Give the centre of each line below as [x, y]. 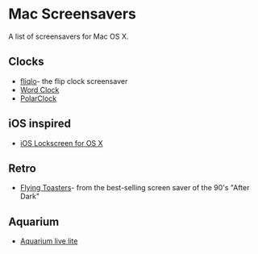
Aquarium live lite [49, 241]
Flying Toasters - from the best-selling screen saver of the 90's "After [135, 188]
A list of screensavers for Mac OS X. [69, 36]
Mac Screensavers [73, 14]
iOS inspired [40, 124]
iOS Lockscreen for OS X [61, 143]
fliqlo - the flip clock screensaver [74, 81]
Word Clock [40, 90]
